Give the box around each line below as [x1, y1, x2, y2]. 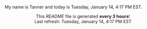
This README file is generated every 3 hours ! [36, 14, 130, 19]
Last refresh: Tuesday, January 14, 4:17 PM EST [34, 19, 132, 24]
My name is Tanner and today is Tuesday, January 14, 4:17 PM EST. [4, 4, 143, 10]
